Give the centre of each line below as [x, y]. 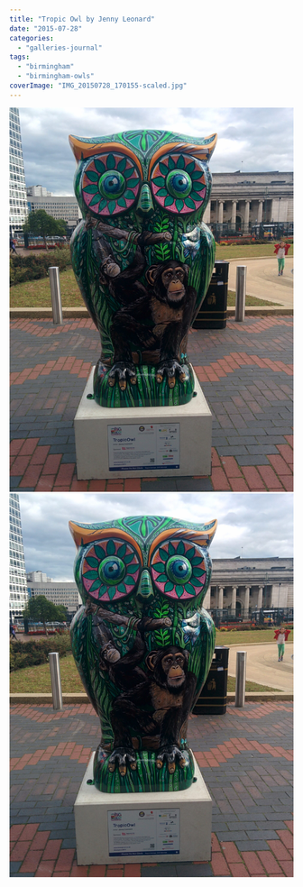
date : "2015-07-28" [46, 28]
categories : [32, 38]
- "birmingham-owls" [56, 77]
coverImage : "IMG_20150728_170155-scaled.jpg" [98, 86]
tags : [19, 57]
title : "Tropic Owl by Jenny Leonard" [82, 19]
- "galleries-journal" [60, 48]
